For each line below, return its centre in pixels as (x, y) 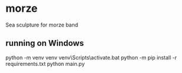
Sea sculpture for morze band (42, 25)
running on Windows (45, 43)
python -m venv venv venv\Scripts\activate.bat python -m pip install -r (91, 57)
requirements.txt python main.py (45, 64)
